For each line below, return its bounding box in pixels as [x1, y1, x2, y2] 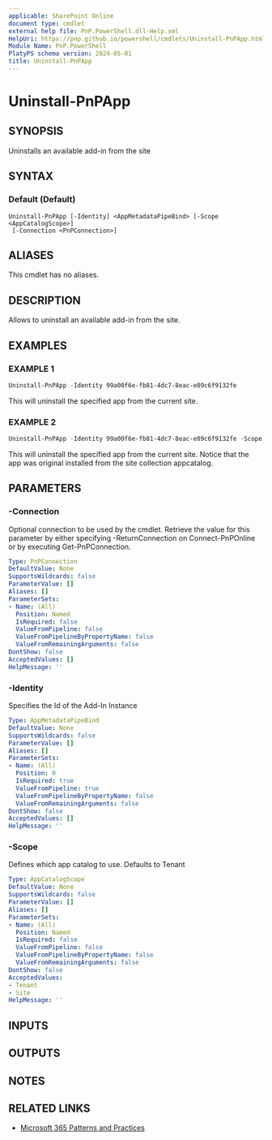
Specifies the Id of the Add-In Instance [8, 701, 138, 710]
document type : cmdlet [8, 19, 85, 28]
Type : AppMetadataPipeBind [8, 716, 100, 725]
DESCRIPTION [8, 293, 81, 307]
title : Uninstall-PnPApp [8, 58, 92, 66]
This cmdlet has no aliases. [8, 270, 100, 280]
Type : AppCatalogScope [8, 875, 85, 883]
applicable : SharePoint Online [8, 11, 114, 20]
